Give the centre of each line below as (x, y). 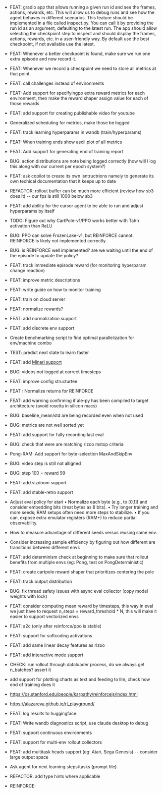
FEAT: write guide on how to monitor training (55, 290)
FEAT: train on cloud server (38, 299)
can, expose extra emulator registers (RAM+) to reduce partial (73, 518)
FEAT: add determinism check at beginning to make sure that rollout (79, 557)
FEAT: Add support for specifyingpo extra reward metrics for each (77, 93)
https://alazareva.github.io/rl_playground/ (52, 704)
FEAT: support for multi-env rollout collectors (56, 742)
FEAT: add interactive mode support (47, 655)
